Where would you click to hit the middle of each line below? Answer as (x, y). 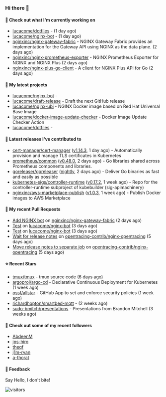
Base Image (24, 112)
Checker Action (28, 122)
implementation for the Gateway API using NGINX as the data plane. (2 (85, 47)
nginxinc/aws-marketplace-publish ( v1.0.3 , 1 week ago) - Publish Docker (86, 193)
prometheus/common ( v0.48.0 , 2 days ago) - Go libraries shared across (86, 161)
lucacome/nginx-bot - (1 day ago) (47, 36)
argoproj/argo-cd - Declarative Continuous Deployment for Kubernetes (85, 282)
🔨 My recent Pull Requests (33, 209)
